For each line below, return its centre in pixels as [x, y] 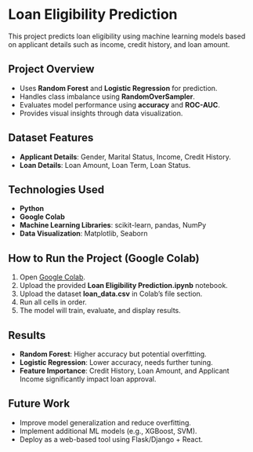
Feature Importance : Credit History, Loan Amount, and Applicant [124, 371]
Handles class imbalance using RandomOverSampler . [107, 97]
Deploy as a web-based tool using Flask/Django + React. [111, 439]
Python [32, 209]
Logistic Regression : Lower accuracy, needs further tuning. [116, 362]
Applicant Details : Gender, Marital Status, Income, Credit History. [125, 157]
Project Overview [51, 69]
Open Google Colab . [52, 277]
